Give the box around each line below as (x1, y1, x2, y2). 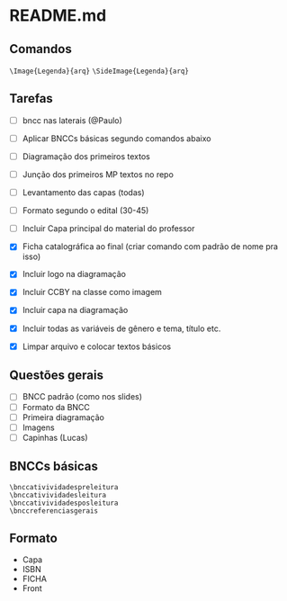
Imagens (22, 422, 56, 433)
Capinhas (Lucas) (22, 432, 88, 443)
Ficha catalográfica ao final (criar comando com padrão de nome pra (22, 241, 279, 252)
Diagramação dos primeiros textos (22, 150, 150, 162)
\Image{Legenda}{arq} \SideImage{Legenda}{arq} (9, 67, 189, 76)
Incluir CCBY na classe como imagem (22, 287, 162, 298)
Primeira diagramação (22, 411, 105, 423)
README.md (9, 5, 107, 26)
